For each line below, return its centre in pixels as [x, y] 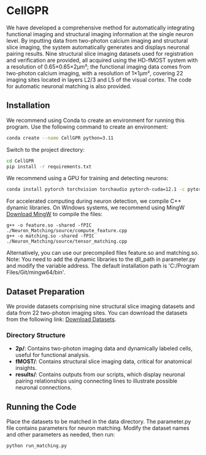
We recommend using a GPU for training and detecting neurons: [87, 178]
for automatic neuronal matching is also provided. [69, 86]
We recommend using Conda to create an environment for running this [96, 120]
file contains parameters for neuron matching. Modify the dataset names [98, 428]
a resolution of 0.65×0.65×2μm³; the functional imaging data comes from [99, 66]
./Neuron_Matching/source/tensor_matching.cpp [67, 242]
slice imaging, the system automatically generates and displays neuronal [98, 47]
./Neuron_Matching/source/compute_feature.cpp [67, 231]
